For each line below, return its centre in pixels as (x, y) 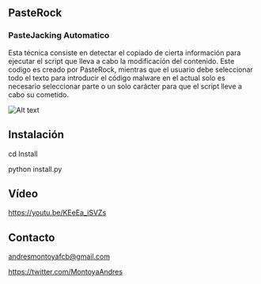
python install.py (35, 169)
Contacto (32, 237)
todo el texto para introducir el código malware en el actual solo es (117, 77)
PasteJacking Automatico (59, 35)
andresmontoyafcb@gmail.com (59, 256)
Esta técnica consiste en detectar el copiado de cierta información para (125, 52)
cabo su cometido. (39, 95)
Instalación (36, 135)
